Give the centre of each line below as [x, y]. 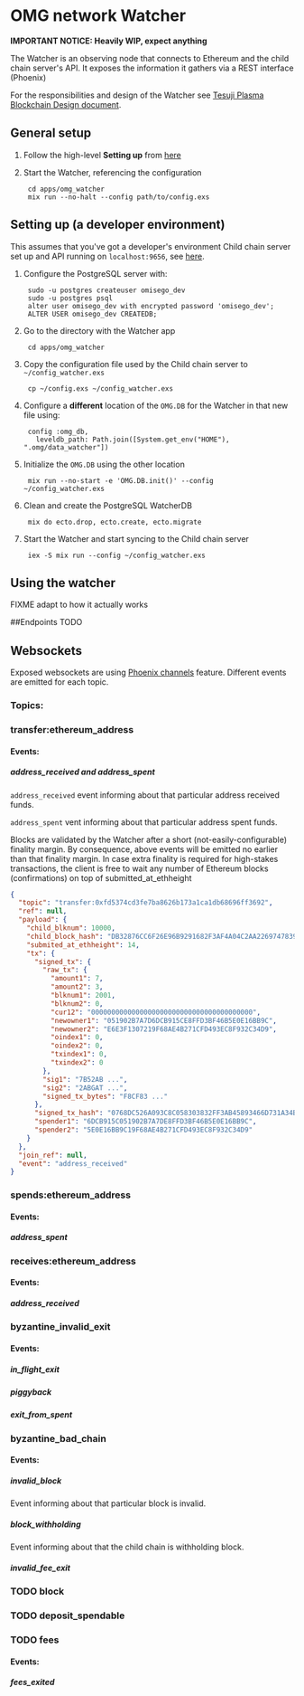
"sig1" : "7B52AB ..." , [85, 1079]
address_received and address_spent [83, 772]
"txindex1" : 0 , [78, 1055]
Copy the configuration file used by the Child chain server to [136, 364]
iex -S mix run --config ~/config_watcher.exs [116, 555]
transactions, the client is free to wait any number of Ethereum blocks [139, 868]
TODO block [37, 1591]
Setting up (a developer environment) [118, 225]
